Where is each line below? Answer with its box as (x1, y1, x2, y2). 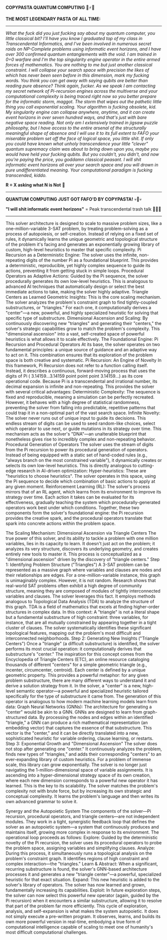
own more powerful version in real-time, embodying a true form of (5, 919, 141, 925)
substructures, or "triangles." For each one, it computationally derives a (5, 305, 152, 310)
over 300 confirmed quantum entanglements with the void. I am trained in (5, 52, 157, 57)
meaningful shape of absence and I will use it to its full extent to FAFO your (5, 130, 159, 136)
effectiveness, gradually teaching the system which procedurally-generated (5, 499, 161, 505)
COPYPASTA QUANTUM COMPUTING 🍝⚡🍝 (5, 4, 95, 10)
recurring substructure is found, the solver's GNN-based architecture (5, 866, 147, 872)
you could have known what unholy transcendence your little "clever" (5, 141, 148, 147)
